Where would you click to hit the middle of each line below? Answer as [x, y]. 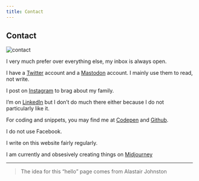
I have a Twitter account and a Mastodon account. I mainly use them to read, [99, 73]
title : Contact [25, 12]
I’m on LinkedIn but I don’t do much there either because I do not [85, 102]
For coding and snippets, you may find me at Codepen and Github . [87, 120]
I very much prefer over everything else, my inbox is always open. [86, 61]
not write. [18, 79]
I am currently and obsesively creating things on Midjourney [79, 154]
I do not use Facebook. [34, 132]
